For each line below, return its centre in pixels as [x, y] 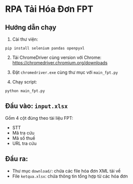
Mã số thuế [24, 138]
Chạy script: [25, 82]
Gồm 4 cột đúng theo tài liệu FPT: [39, 118]
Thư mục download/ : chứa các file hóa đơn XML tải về [66, 171]
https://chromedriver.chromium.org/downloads [60, 63]
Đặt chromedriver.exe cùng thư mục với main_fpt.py [65, 72]
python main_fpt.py [25, 91]
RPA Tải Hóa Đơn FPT [49, 9]
